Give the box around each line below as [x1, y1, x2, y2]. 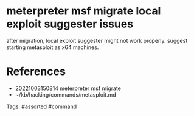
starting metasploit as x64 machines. [6, 43, 99, 51]
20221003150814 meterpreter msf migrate [15, 85, 122, 92]
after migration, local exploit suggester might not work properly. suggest [6, 37, 188, 44]
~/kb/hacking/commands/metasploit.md [15, 91, 117, 98]
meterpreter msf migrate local [6, 4, 161, 18]
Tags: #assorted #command [6, 103, 77, 110]
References [6, 65, 66, 79]
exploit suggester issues [6, 17, 134, 31]
